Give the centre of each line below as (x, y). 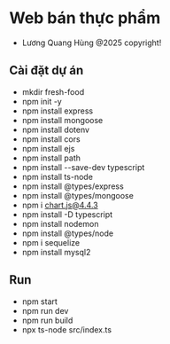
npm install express (58, 111)
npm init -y (42, 101)
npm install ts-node (57, 176)
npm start (39, 301)
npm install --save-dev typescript (83, 167)
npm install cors (51, 139)
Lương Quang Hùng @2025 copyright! (92, 43)
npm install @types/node (67, 233)
